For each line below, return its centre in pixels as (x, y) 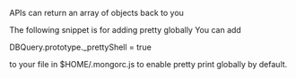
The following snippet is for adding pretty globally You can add (126, 30)
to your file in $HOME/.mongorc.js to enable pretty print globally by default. (148, 64)
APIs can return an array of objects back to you (96, 13)
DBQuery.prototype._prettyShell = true (81, 47)
